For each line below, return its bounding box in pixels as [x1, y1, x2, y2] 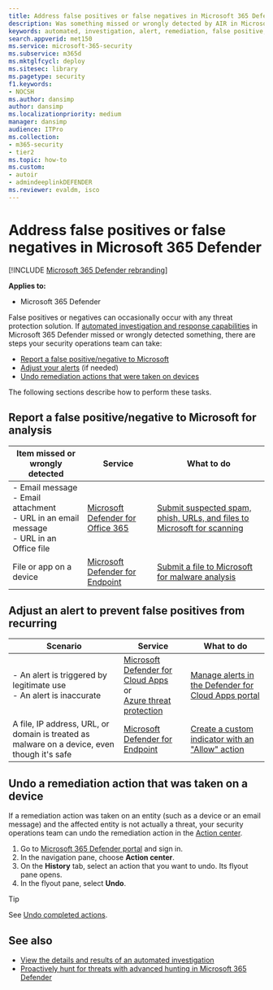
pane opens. [19, 870, 63, 879]
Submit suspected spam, [157, 502, 252, 513]
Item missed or [15, 447, 76, 459]
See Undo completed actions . [8, 910, 108, 920]
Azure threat [123, 695, 171, 706]
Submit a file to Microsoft [157, 560, 253, 572]
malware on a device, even [12, 739, 115, 750]
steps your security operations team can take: [8, 338, 162, 348]
